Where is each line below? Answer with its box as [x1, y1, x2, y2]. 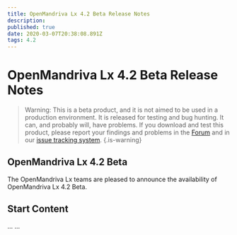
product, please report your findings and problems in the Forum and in [24, 128, 230, 137]
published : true [7, 23, 55, 30]
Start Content [7, 203, 69, 215]
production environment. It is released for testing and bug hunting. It [24, 113, 224, 122]
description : [7, 17, 46, 24]
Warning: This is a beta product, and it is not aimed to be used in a [24, 105, 218, 114]
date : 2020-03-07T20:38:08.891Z [7, 30, 103, 38]
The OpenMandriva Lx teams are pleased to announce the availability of [7, 175, 217, 183]
